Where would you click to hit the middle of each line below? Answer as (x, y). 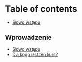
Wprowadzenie (28, 38)
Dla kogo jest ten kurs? (35, 54)
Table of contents (41, 9)
